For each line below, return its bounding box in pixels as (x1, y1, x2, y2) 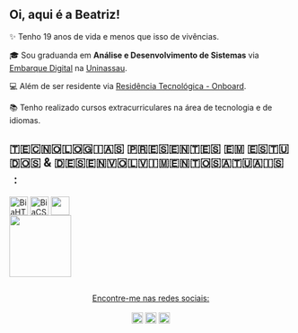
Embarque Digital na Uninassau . (9, 62, 127, 73)
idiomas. (9, 114, 41, 125)
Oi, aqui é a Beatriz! (9, 7, 120, 22)
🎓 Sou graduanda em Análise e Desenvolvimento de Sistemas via (9, 49, 259, 60)
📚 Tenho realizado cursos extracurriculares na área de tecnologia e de (9, 102, 273, 112)
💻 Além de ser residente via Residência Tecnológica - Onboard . (9, 80, 247, 91)
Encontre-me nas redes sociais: (92, 292, 210, 304)
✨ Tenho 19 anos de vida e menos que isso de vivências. (9, 31, 220, 41)
